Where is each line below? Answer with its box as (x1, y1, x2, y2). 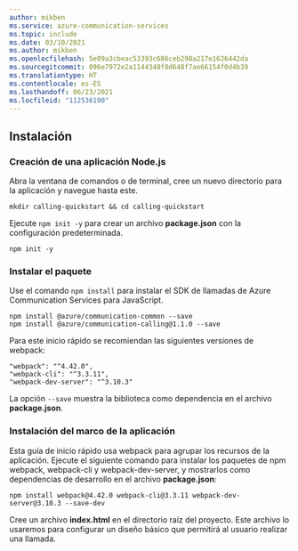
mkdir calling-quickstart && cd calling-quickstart (9, 202, 205, 212)
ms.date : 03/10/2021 (9, 37, 86, 47)
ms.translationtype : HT (9, 71, 98, 80)
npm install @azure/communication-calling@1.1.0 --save (9, 320, 221, 329)
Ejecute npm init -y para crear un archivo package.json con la (9, 218, 242, 229)
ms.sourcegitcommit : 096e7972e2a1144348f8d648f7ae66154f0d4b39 (9, 63, 249, 72)
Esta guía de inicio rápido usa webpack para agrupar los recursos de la (9, 445, 270, 456)
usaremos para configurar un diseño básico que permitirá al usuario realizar (9, 523, 287, 534)
